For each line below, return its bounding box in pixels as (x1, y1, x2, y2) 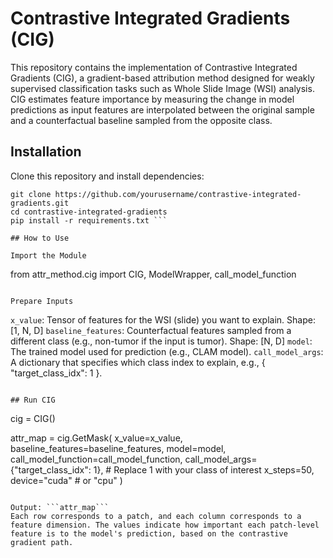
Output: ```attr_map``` (10, 502, 110, 512)
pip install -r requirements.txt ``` (10, 215, 168, 226)
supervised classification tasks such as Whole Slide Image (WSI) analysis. (10, 82, 315, 94)
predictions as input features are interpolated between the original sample (10, 103, 315, 116)
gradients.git (10, 198, 70, 208)
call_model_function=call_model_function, (10, 453, 183, 465)
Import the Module (10, 250, 87, 261)
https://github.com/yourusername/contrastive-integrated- (54, 189, 302, 199)
